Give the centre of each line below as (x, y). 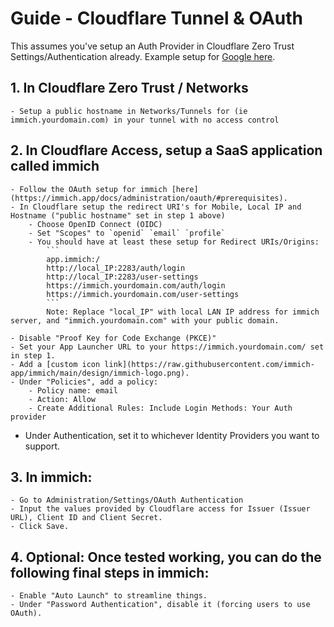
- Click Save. (40, 527)
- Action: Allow (62, 399)
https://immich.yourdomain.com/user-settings (143, 294)
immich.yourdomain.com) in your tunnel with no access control (145, 120)
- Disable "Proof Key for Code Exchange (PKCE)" (113, 338)
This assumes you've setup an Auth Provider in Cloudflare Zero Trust (152, 46)
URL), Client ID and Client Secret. (86, 518)
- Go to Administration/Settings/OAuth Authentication (127, 500)
